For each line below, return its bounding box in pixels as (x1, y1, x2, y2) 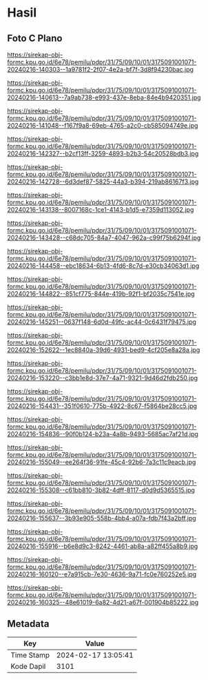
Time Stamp (10, 650, 50, 660)
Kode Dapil (10, 661, 46, 671)
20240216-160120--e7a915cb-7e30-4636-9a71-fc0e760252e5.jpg (7, 570, 197, 578)
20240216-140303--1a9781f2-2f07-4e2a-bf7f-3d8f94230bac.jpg (7, 66, 194, 73)
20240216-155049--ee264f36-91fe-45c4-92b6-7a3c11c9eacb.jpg (7, 458, 196, 466)
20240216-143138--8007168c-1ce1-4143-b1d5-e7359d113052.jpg (7, 206, 194, 213)
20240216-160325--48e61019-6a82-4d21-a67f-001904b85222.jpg (7, 599, 199, 606)
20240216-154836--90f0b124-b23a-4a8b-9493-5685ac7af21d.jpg (7, 430, 198, 438)
